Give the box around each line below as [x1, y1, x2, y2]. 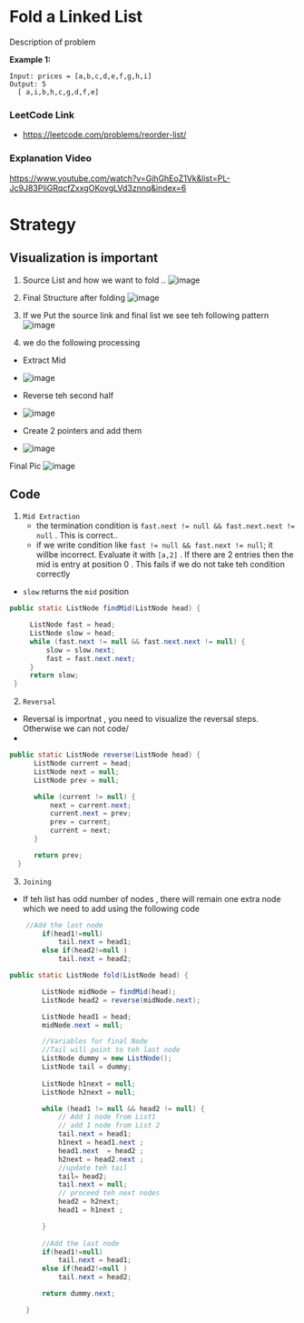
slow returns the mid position [22, 586, 130, 597]
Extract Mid [22, 355, 66, 366]
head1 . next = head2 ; [57, 1146, 144, 1156]
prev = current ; [49, 817, 112, 827]
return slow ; [29, 671, 79, 680]
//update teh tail [57, 1163, 128, 1172]
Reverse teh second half [22, 389, 114, 401]
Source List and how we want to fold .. [22, 275, 166, 286]
